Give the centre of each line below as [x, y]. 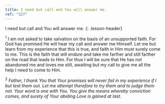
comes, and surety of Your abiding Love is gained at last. [63, 96]
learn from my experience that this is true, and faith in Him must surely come [83, 49]
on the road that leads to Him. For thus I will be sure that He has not [73, 60]
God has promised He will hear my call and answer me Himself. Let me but [81, 44]
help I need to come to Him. [33, 70]
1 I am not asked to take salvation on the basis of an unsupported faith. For [81, 38]
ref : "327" [16, 14]
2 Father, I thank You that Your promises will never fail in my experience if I [81, 80]
